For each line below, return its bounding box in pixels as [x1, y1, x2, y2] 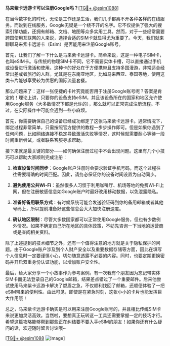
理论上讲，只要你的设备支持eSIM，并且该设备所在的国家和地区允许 [18, 95, 158, 101]
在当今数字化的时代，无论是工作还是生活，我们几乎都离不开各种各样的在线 [5, 16, 160, 22]
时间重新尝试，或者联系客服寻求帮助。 [5, 137, 85, 143]
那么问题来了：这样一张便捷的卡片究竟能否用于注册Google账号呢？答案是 [5, 88, 158, 94]
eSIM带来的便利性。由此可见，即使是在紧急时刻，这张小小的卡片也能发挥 [5, 289, 158, 295]
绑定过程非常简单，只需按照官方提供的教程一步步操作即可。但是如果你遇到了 [5, 124, 165, 130]
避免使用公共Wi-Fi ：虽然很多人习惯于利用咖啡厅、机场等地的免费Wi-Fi [12, 182, 160, 188]
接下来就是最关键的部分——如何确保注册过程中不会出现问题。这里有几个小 [5, 148, 160, 154]
